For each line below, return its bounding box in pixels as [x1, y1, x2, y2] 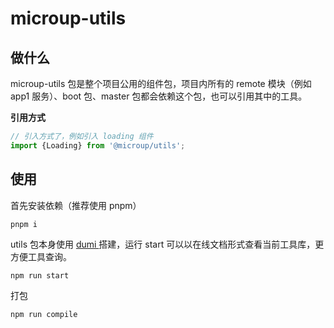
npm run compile [10, 309, 78, 319]
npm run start [10, 270, 70, 281]
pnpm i [10, 219, 38, 229]
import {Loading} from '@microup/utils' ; [10, 140, 186, 151]
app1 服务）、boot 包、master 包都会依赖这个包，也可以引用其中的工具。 [10, 90, 308, 102]
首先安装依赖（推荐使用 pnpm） [10, 199, 142, 211]
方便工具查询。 [10, 250, 72, 262]
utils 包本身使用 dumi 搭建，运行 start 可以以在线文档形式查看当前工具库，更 [10, 238, 325, 250]
